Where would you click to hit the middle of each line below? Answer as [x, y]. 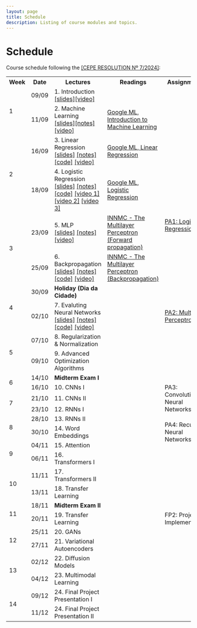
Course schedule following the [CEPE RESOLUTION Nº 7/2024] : [84, 67]
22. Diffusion [72, 558]
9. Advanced [72, 354]
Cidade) [66, 296]
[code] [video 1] [77, 194]
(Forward [120, 240]
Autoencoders [74, 549]
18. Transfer [71, 489]
